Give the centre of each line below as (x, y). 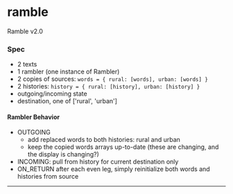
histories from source (48, 177)
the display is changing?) (63, 155)
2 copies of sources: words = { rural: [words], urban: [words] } (112, 79)
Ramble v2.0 (25, 31)
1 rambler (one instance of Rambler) (68, 72)
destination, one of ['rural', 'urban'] (67, 101)
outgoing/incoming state (52, 94)
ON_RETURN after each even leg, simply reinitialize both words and (113, 169)
